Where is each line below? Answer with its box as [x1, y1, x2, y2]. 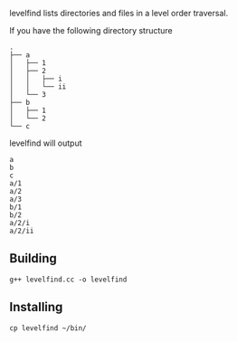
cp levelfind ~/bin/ [9, 323, 88, 333]
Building [9, 251, 57, 266]
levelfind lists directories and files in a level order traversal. [9, 8, 229, 18]
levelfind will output [9, 138, 83, 148]
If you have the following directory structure [9, 25, 174, 35]
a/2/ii [9, 226, 34, 235]
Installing [9, 299, 63, 315]
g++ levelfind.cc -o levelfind [9, 275, 128, 284]
